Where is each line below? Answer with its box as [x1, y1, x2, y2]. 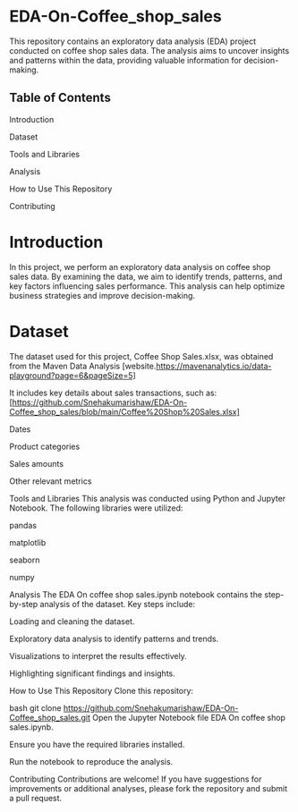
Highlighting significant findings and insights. [9, 668, 176, 679]
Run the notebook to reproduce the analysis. [9, 756, 174, 766]
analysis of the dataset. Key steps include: [39, 598, 196, 609]
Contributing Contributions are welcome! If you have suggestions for [9, 774, 262, 784]
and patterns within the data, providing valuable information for [9, 55, 243, 65]
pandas [9, 520, 38, 530]
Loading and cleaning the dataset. [9, 615, 135, 627]
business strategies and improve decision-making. [9, 290, 195, 300]
